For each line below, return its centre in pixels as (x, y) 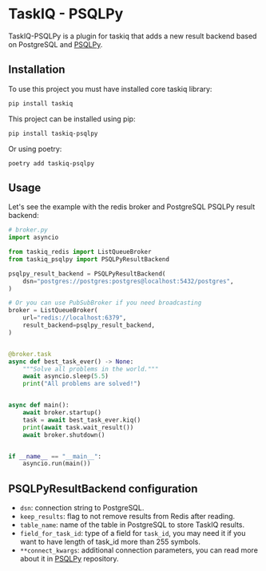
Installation (37, 70)
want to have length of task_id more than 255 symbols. (110, 542)
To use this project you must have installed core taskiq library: (110, 89)
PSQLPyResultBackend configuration (103, 488)
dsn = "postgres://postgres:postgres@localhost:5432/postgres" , (128, 281)
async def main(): (39, 405)
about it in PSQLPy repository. (69, 559)
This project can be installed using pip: (72, 119)
